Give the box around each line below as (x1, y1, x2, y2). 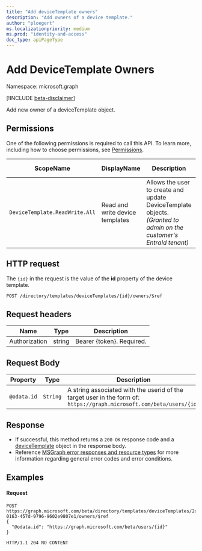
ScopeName (34, 164, 71, 172)
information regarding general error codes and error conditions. (14, 455, 173, 462)
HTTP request (6, 259, 60, 269)
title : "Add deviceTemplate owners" (6, 8, 98, 15)
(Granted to (146, 215, 179, 224)
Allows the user (146, 178, 191, 186)
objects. (146, 208, 170, 216)
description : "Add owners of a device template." (6, 14, 133, 20)
